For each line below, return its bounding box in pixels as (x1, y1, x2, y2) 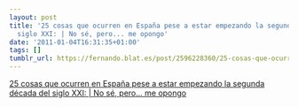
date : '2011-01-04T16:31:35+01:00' (9, 37, 141, 47)
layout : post (9, 12, 58, 22)
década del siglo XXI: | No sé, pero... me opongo (9, 88, 187, 98)
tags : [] (9, 46, 42, 55)
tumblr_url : (9, 54, 53, 63)
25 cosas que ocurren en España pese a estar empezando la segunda (9, 79, 265, 88)
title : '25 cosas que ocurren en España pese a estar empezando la (9, 21, 264, 30)
